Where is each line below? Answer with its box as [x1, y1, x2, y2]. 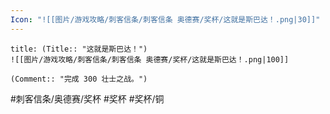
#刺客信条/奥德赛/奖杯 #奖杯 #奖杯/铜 [10, 92, 165, 105]
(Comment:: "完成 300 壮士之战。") [10, 74, 148, 84]
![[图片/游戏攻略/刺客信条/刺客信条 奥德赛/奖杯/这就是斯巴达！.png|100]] [10, 54, 290, 65]
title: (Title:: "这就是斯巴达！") [10, 44, 148, 54]
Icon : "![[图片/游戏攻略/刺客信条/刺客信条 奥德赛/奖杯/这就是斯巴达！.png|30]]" [10, 14, 321, 25]
